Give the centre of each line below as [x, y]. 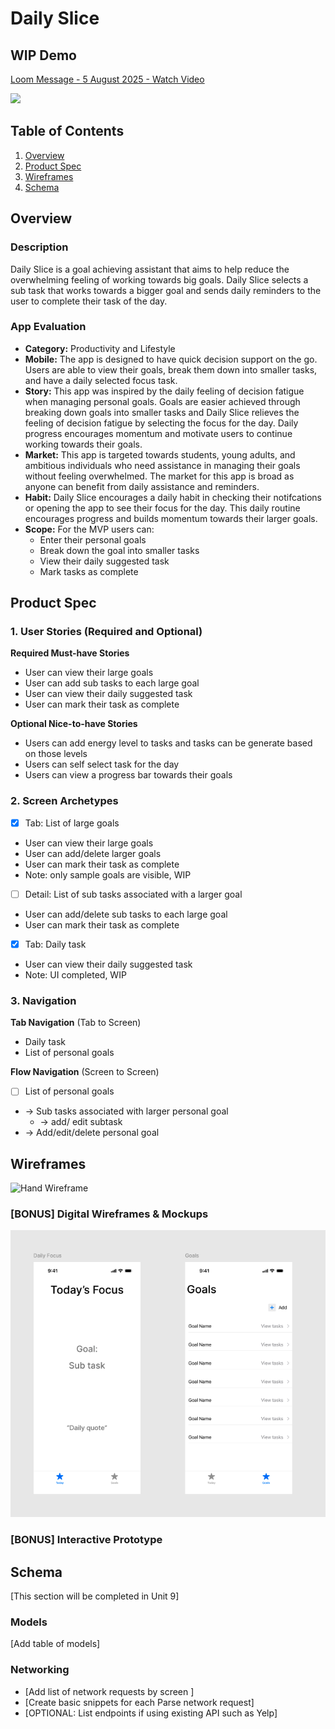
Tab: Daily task [55, 944]
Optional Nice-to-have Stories [74, 724]
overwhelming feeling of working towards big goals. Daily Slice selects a [159, 279]
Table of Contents [67, 131]
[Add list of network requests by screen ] [109, 1691]
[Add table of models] [55, 1644]
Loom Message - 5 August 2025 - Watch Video [107, 79]
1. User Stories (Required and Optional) [106, 632]
